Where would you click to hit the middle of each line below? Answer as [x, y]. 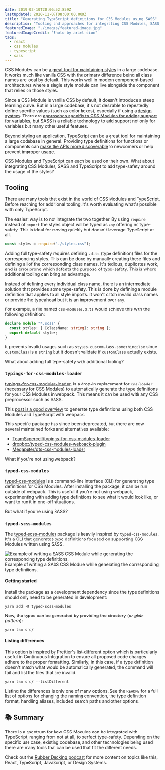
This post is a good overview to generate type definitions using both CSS [79, 409]
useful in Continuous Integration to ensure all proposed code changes [76, 656]
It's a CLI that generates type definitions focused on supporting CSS [74, 539]
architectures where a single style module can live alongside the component [82, 85]
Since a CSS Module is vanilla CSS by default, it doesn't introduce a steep [80, 100]
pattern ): [14, 620]
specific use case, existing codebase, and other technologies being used [79, 742]
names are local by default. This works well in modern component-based [79, 80]
